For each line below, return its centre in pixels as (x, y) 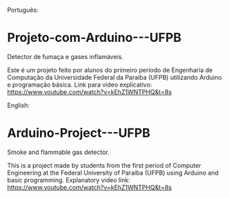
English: (18, 105)
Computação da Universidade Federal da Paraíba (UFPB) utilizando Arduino (114, 77)
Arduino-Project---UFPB (79, 133)
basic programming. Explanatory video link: (69, 180)
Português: (23, 10)
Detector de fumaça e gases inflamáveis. (66, 56)
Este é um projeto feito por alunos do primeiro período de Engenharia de (110, 70)
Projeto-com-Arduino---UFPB (94, 38)
